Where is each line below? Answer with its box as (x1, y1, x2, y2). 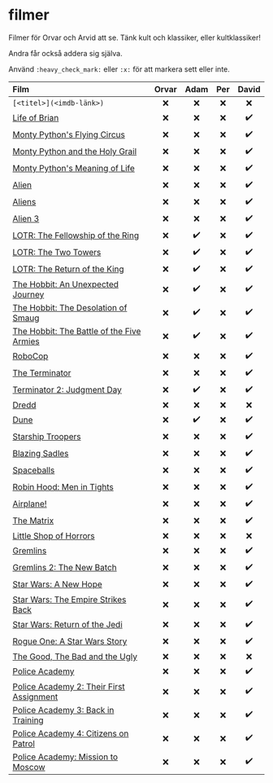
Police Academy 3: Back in (12, 704, 115, 715)
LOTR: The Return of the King (12, 263, 124, 275)
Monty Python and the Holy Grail (12, 146, 137, 157)
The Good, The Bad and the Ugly (12, 650, 138, 662)
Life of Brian (12, 112, 59, 124)
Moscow (12, 761, 46, 772)
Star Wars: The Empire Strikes (12, 593, 127, 605)
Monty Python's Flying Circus (12, 129, 126, 140)
